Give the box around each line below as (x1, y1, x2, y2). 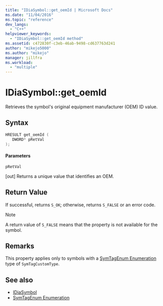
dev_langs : (5, 22, 29, 27)
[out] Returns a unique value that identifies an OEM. (5, 173, 114, 179)
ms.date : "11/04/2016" (5, 12, 54, 17)
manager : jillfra (5, 55, 42, 60)
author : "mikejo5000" (5, 46, 52, 51)
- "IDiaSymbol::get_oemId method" (10, 36, 83, 42)
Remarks (5, 241, 35, 250)
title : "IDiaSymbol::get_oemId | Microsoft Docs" (5, 7, 113, 13)
